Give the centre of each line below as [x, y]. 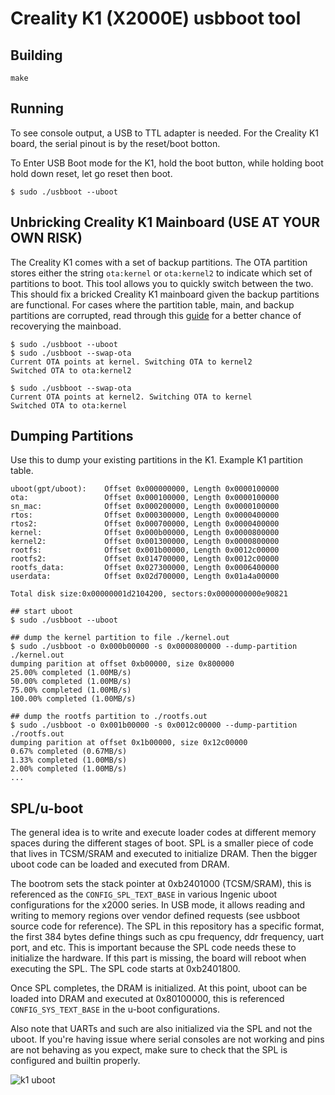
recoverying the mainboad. [66, 326]
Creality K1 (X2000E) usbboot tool [156, 18]
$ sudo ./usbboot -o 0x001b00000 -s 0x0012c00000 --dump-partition [154, 725]
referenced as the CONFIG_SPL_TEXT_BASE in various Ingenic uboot [144, 894]
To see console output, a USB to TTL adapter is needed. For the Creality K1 [165, 133]
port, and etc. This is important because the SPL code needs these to [153, 948]
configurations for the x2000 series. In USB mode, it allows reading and [157, 905]
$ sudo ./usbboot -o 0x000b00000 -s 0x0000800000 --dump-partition [154, 647]
